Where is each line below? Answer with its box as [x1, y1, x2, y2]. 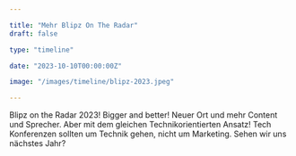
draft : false [9, 29, 58, 38]
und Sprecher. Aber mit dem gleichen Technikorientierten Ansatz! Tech [9, 119, 272, 130]
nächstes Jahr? [9, 138, 66, 149]
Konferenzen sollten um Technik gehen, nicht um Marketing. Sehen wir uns [9, 128, 287, 139]
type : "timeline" [9, 45, 74, 54]
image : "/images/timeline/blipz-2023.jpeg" [9, 78, 175, 86]
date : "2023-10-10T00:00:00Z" [9, 62, 123, 70]
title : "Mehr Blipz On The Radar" [9, 21, 139, 29]
